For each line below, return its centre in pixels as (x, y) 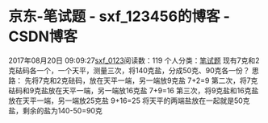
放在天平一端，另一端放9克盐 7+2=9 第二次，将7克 (174, 80)
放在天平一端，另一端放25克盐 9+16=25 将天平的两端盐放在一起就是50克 (129, 100)
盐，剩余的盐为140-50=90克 (55, 110)
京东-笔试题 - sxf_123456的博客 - (119, 16)
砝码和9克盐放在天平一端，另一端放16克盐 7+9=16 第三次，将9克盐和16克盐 (134, 90)
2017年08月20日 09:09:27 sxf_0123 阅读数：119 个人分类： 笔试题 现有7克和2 (134, 60)
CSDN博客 (43, 37)
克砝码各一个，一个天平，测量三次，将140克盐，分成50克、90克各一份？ (129, 70)
